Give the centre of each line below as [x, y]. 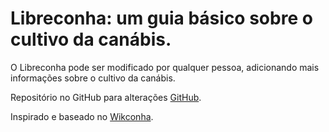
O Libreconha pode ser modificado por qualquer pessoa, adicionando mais [165, 67]
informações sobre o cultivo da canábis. [93, 78]
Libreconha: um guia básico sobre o [161, 18]
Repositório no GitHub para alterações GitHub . [106, 97]
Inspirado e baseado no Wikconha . [82, 116]
